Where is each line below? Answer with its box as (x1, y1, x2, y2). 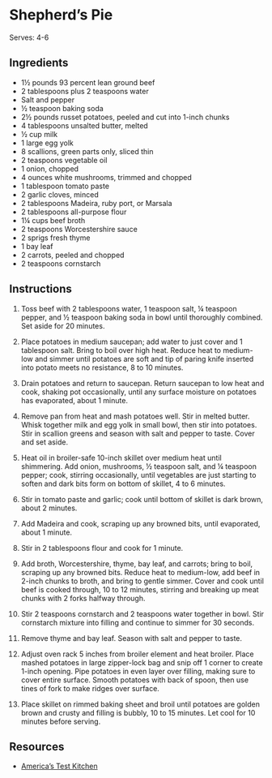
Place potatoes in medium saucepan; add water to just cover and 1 (20, 337, 243, 346)
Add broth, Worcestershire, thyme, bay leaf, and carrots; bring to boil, (20, 558, 253, 569)
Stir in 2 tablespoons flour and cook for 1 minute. (20, 543, 184, 552)
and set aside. (20, 436, 68, 447)
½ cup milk (20, 129, 58, 139)
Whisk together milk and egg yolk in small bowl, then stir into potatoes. (20, 419, 257, 429)
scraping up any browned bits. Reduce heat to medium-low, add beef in (20, 567, 261, 577)
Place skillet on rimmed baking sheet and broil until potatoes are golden (20, 699, 260, 709)
